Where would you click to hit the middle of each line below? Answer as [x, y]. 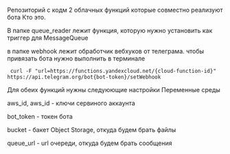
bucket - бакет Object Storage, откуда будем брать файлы [92, 130]
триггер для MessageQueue [48, 38]
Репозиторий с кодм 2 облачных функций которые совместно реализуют [115, 10]
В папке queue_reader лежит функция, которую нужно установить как [110, 31]
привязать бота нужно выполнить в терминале [76, 58]
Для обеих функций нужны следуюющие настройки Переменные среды [114, 90]
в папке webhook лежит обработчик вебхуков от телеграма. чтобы [106, 51]
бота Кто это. [26, 17]
